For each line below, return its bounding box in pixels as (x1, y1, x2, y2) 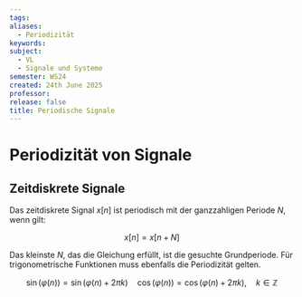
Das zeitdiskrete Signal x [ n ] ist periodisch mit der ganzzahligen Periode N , (9, 205, 287, 216)
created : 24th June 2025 (9, 81, 103, 90)
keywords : (9, 38, 47, 48)
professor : (9, 89, 51, 98)
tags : (9, 13, 30, 23)
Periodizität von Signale (9, 145, 193, 166)
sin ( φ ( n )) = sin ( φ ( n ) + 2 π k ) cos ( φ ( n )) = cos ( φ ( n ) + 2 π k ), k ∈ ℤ (25, 277, 278, 288)
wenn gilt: (9, 215, 47, 225)
